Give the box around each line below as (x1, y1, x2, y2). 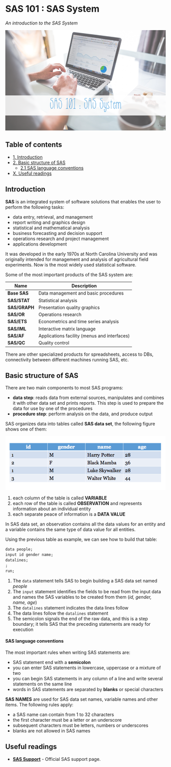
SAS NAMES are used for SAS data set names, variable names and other (5, 696, 158, 702)
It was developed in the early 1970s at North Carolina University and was (5, 251, 158, 257)
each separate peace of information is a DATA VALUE (12, 511, 126, 517)
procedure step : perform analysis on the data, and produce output (12, 411, 153, 417)
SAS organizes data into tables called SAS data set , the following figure (5, 421, 155, 427)
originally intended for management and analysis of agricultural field (5, 256, 149, 262)
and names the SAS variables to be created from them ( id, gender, (12, 594, 152, 600)
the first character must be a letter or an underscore (12, 717, 122, 723)
